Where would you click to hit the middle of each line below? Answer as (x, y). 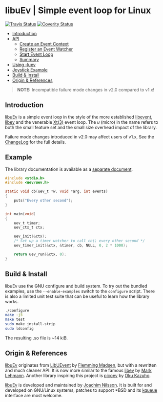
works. (12, 301)
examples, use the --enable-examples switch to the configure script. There (80, 291)
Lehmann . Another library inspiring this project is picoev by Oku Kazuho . (78, 375)
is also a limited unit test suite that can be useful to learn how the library (77, 296)
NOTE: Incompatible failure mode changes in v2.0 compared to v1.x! (86, 89)
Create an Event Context (44, 44)
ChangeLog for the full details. (36, 142)
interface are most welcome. (34, 395)
